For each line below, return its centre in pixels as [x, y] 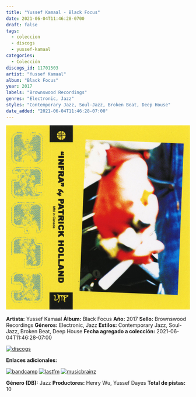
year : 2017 [19, 87]
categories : [20, 56]
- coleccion [26, 37]
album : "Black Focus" [32, 80]
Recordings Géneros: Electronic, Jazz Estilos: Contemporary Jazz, [87, 325]
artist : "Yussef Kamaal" [36, 74]
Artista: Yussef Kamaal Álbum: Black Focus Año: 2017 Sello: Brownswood [96, 319]
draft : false [22, 25]
